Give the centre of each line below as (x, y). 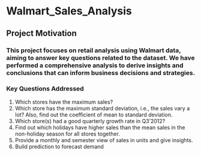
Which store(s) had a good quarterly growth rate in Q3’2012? (90, 121)
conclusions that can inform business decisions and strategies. (101, 73)
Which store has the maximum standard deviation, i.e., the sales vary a (102, 108)
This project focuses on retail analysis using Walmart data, (94, 50)
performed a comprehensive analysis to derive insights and (95, 65)
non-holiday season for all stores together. (67, 134)
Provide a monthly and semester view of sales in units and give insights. (104, 140)
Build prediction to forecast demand (59, 146)
